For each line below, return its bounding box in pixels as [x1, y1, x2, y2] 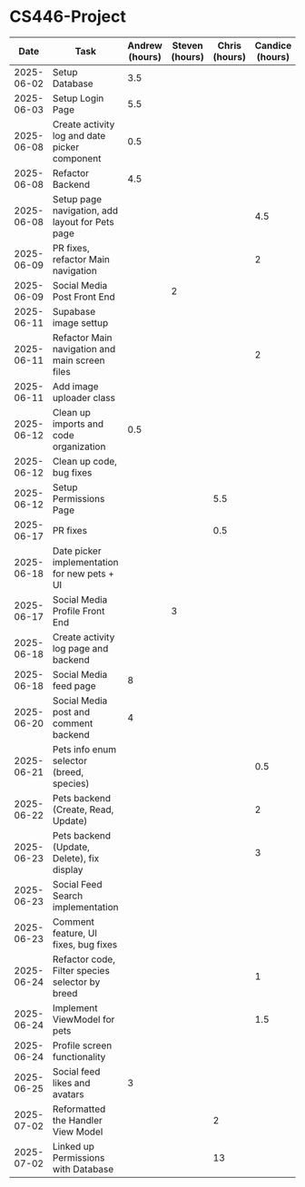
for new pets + [52, 567, 115, 580]
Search [52, 889, 84, 902]
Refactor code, [52, 953, 116, 966]
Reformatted [52, 1103, 106, 1115]
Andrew [127, 39, 163, 52]
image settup [52, 316, 109, 329]
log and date [52, 129, 106, 142]
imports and [52, 417, 104, 430]
